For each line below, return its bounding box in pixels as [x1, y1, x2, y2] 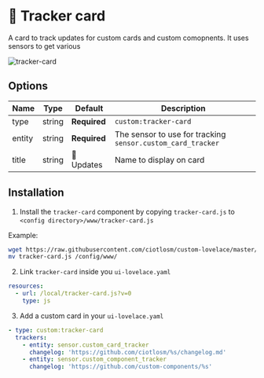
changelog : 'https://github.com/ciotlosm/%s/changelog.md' [28, 348, 226, 356]
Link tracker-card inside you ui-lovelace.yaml [19, 267, 171, 277]
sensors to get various [8, 41, 81, 50]
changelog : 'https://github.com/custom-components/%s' [28, 363, 213, 371]
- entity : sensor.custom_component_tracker [22, 355, 167, 364]
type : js [22, 297, 51, 305]
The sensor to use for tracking [114, 129, 226, 140]
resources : [8, 282, 44, 290]
